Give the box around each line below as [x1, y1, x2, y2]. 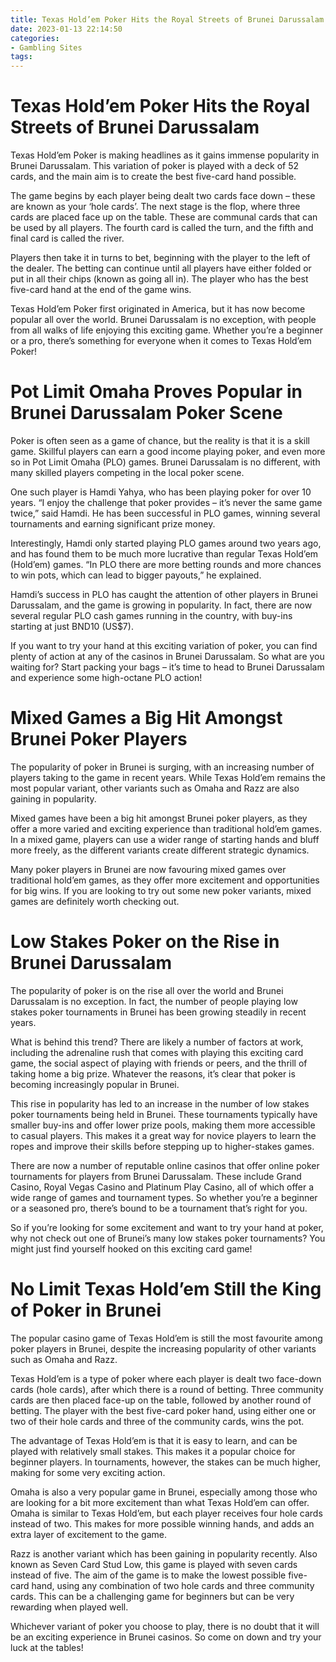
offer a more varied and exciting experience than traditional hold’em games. [10, 822, 322, 835]
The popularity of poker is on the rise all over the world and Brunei [10, 984, 284, 996]
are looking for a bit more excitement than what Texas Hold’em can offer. [10, 1496, 310, 1508]
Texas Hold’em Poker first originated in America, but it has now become [10, 303, 306, 315]
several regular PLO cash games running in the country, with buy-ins [10, 610, 293, 621]
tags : [10, 52, 33, 62]
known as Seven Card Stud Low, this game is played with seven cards [10, 1558, 298, 1570]
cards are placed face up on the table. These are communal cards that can [10, 211, 318, 223]
